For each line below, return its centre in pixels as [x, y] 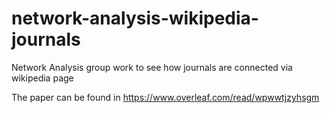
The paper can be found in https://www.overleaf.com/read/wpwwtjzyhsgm [165, 97]
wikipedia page [42, 78]
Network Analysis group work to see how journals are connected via [152, 67]
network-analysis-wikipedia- [135, 18]
